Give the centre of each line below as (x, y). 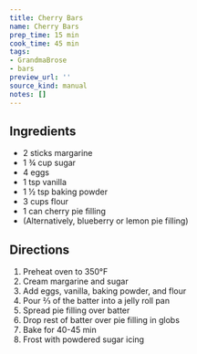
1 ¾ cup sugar (49, 163)
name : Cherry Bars (44, 26)
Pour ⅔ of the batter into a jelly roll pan (96, 301)
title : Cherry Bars (47, 18)
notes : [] (28, 94)
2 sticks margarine (57, 153)
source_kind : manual (49, 86)
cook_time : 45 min (44, 43)
